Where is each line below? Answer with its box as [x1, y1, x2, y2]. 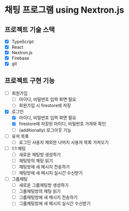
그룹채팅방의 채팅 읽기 [18, 189, 61, 194]
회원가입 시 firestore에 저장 [18, 103, 71, 108]
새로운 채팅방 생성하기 [18, 151, 61, 157]
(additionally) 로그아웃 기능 [18, 127, 72, 133]
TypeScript [11, 39, 34, 44]
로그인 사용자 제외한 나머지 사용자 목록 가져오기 [18, 139, 109, 145]
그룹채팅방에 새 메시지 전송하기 [18, 194, 78, 200]
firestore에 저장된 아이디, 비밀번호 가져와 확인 [18, 121, 106, 127]
